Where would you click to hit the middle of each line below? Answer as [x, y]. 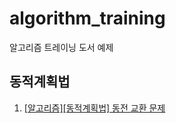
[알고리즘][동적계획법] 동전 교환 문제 [94, 108]
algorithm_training [87, 18]
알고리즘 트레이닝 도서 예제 [61, 47]
